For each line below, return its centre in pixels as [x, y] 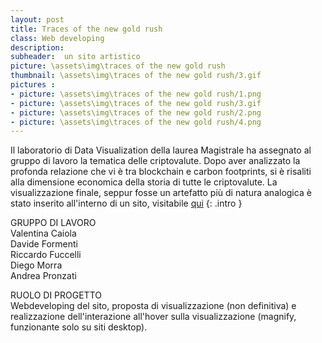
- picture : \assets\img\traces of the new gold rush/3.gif [136, 103]
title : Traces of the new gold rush [86, 29]
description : [37, 47]
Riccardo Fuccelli [46, 255]
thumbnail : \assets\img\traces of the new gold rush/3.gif [136, 76]
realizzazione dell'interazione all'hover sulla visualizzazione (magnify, [153, 317]
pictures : [33, 85]
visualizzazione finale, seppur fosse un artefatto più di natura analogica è [161, 193]
